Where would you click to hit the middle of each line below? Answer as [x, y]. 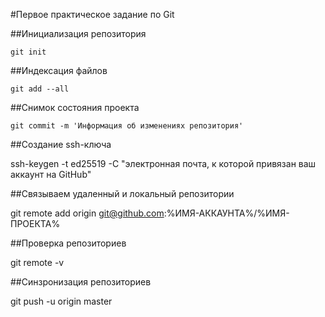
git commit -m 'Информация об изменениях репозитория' [127, 126]
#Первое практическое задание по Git [92, 14]
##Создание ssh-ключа [61, 144]
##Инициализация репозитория [78, 33]
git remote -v [37, 262]
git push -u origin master [61, 301]
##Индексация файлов [59, 70]
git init [28, 52]
